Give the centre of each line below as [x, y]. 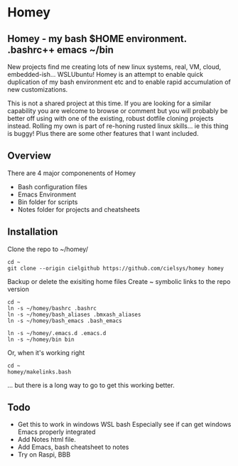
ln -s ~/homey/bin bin [41, 339]
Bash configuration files [52, 186]
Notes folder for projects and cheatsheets [79, 209]
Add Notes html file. [47, 440]
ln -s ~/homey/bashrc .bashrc [52, 308]
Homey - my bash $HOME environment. [97, 39]
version [18, 289]
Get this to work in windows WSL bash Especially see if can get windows [124, 425]
